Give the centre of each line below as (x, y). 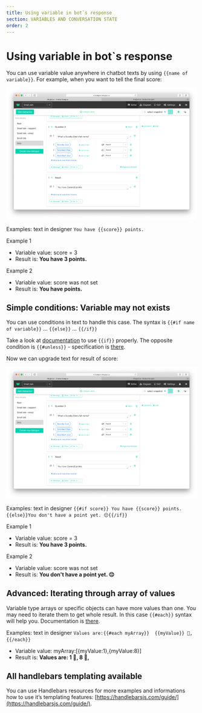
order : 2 (17, 25)
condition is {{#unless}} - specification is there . (66, 347)
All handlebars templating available (74, 676)
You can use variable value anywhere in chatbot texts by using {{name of (97, 73)
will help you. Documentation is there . (53, 621)
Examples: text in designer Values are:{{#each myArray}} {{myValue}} (96, 632)
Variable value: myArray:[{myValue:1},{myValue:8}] (78, 651)
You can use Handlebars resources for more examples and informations (96, 691)
